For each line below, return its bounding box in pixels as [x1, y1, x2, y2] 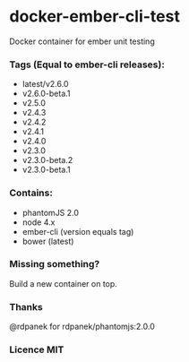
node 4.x [21, 217, 56, 228]
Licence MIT [9, 343, 64, 356]
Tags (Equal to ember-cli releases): [9, 58, 166, 71]
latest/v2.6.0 [21, 79, 69, 90]
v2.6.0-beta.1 [21, 88, 71, 99]
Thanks [9, 300, 43, 313]
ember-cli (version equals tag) [21, 226, 134, 237]
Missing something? [9, 258, 100, 271]
